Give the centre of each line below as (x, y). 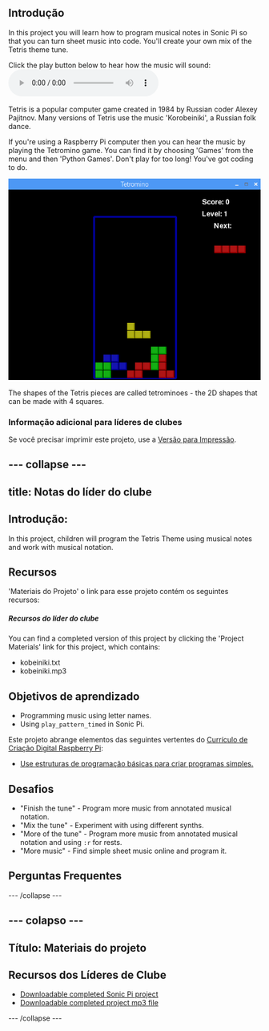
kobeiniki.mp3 (43, 671)
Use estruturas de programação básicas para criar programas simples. (137, 764)
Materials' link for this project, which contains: (84, 647)
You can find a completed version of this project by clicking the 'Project (126, 639)
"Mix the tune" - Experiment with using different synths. (112, 826)
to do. (18, 167)
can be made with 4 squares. (56, 401)
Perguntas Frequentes (65, 876)
